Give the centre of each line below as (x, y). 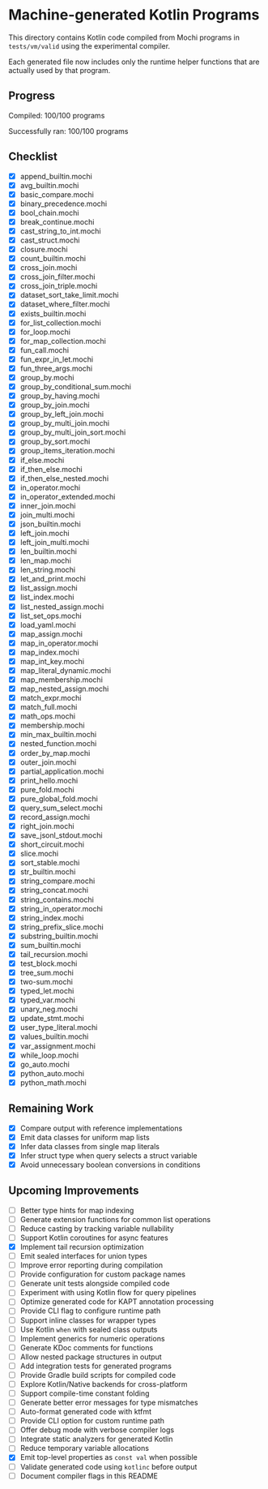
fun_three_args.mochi (56, 368)
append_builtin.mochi (56, 176)
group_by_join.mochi (55, 405)
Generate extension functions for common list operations (115, 1219)
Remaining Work (51, 1109)
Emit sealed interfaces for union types (83, 1256)
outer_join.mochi (48, 762)
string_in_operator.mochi (62, 908)
